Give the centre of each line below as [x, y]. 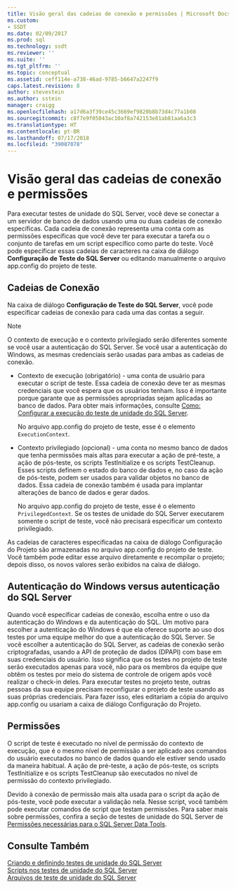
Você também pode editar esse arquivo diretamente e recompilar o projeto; [116, 557]
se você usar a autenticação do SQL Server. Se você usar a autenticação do [117, 347]
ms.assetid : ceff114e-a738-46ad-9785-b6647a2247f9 [83, 79]
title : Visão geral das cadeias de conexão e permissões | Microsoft [111, 14]
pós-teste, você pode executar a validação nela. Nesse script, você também [118, 801]
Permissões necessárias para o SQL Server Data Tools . [87, 824]
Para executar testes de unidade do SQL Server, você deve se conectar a [113, 214]
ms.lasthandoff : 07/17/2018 [48, 138]
